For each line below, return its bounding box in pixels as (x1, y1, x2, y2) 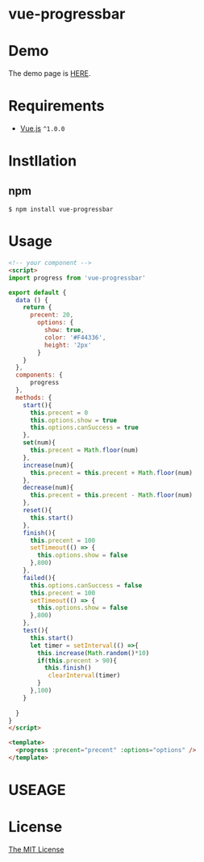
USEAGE (8, 781, 66, 800)
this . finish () (44, 664, 92, 672)
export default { (8, 288, 67, 296)
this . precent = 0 (29, 409, 89, 417)
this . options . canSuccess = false (29, 581, 143, 590)
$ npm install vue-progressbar (8, 205, 114, 214)
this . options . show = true (29, 416, 117, 424)
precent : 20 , (29, 311, 74, 319)
